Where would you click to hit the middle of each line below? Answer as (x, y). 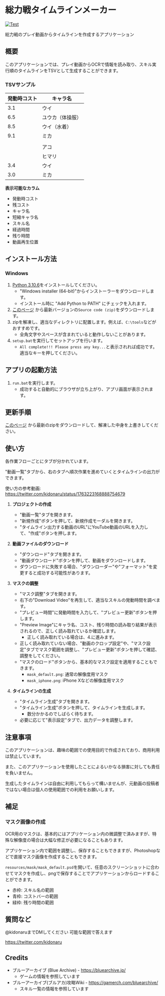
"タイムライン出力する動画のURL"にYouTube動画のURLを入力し (84, 527)
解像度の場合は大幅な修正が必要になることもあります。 (69, 840)
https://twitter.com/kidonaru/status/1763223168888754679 (65, 494)
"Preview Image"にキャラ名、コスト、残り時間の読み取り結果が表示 (88, 625)
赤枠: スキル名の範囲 (33, 890)
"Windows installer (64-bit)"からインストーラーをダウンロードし (85, 291)
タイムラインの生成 (32, 691)
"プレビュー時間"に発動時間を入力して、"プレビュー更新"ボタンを (86, 613)
